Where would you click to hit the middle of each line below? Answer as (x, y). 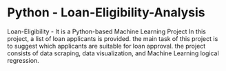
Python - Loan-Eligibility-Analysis (106, 13)
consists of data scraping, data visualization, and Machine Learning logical (113, 53)
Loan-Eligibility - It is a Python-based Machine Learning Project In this (107, 31)
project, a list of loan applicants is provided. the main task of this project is (113, 38)
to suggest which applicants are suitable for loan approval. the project (106, 46)
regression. (23, 60)
